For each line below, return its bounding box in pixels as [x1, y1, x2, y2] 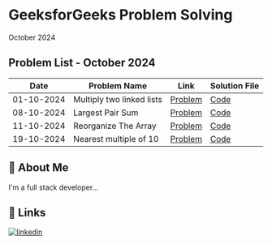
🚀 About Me [8, 161, 69, 175]
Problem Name [88, 79, 148, 91]
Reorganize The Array [72, 120, 157, 131]
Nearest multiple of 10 [72, 133, 159, 144]
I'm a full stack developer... [8, 182, 99, 192]
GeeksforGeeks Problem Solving [8, 6, 233, 24]
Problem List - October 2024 [8, 56, 156, 70]
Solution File [209, 79, 260, 91]
